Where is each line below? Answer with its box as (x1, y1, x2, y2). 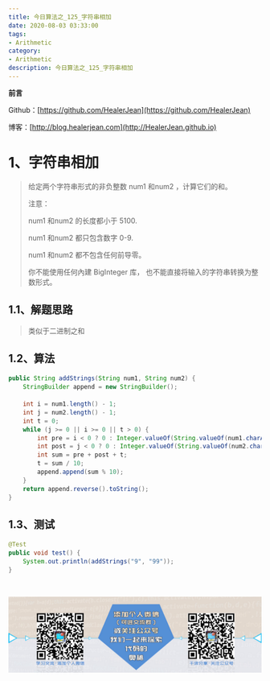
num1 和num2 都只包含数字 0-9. (27, 233, 134, 242)
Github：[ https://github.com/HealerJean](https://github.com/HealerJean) (8, 105, 251, 114)
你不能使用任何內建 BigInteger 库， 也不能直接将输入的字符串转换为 (27, 266, 252, 277)
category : (8, 47, 42, 56)
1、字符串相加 (8, 154, 100, 172)
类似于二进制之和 (27, 326, 85, 336)
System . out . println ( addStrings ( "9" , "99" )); (22, 558, 174, 566)
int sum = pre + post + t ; (37, 451, 128, 459)
